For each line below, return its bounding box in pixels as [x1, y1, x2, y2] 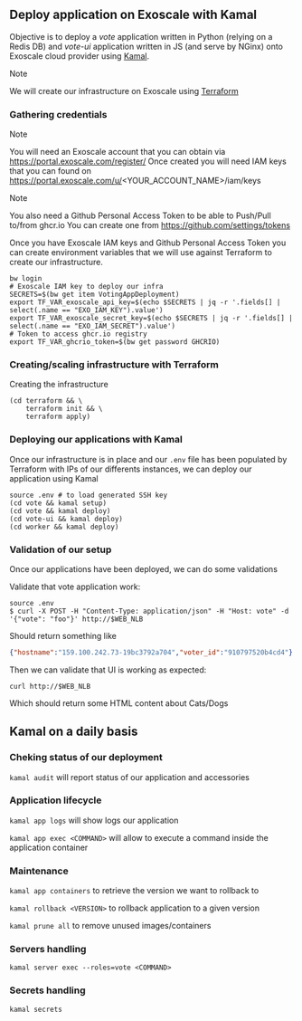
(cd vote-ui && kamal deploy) [9, 514, 124, 523]
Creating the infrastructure [9, 379, 109, 390]
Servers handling [9, 943, 87, 956]
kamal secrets [9, 1005, 63, 1014]
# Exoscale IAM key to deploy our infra [9, 282, 165, 291]
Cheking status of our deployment [9, 751, 163, 764]
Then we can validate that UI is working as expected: [9, 664, 207, 675]
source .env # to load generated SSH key [9, 491, 168, 500]
